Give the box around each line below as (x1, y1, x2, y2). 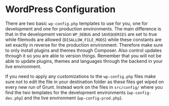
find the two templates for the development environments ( (5, 89, 129, 95)
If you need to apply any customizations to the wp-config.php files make (5, 73, 156, 79)
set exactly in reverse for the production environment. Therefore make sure (5, 42, 163, 48)
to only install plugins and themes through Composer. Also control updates (5, 47, 162, 53)
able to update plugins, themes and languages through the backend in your (5, 58, 163, 64)
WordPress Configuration (5, 4, 116, 15)
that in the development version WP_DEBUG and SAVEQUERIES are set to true (5, 31, 157, 37)
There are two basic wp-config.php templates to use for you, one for (5, 20, 148, 26)
